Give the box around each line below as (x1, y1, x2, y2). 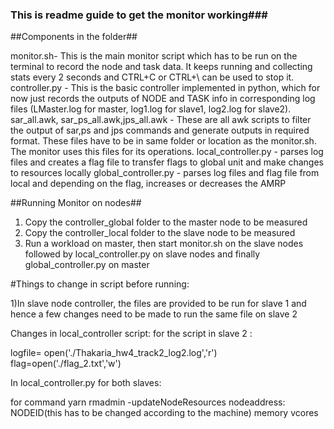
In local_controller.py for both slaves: (10, 377, 162, 389)
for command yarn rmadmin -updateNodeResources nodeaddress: (10, 396, 286, 408)
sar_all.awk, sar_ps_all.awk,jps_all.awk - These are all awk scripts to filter (10, 114, 312, 126)
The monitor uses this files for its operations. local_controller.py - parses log (10, 146, 324, 158)
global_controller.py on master (24, 259, 150, 271)
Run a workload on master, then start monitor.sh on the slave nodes (24, 238, 304, 250)
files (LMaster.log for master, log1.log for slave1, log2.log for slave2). (10, 103, 292, 115)
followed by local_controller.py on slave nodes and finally (24, 248, 261, 260)
